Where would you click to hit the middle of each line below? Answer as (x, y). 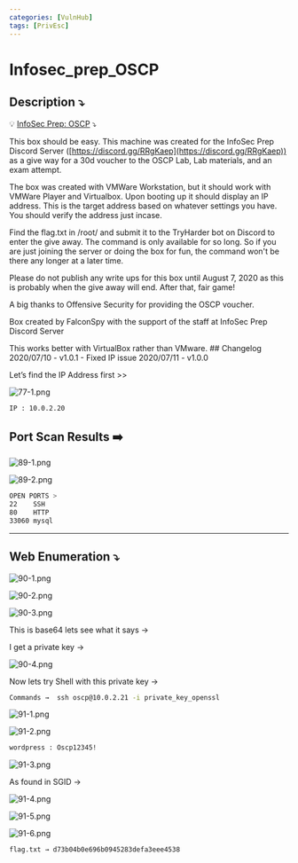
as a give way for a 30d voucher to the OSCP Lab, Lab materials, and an (141, 160)
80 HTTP (29, 512)
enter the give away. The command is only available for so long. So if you (143, 241)
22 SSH (27, 505)
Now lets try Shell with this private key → (84, 681)
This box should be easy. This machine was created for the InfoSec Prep (142, 141)
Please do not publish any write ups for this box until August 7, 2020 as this (146, 278)
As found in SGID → (45, 782)
